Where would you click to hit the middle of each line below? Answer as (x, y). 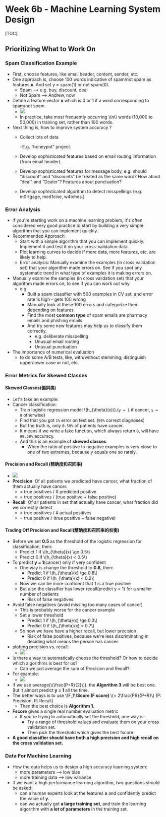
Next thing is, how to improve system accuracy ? (62, 127)
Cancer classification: (34, 405)
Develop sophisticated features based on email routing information (88, 156)
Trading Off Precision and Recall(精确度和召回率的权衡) (62, 530)
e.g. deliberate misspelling (61, 336)
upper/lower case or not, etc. (49, 362)
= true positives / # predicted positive (58, 492)
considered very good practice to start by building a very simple (78, 225)
